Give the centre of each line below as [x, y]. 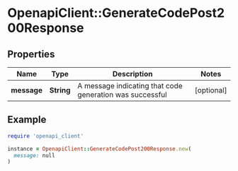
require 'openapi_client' [45, 136]
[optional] [211, 90]
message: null [34, 155]
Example [27, 120]
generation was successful [123, 95]
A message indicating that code [130, 86]
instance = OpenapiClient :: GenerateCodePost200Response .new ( [100, 149]
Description [132, 74]
